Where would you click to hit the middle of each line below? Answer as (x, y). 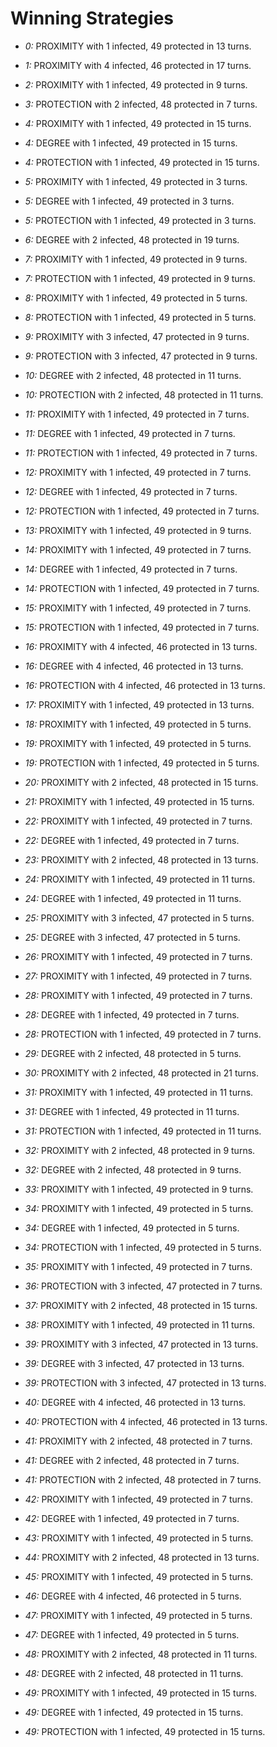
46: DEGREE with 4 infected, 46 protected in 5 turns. (133, 1596)
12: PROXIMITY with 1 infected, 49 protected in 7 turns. (138, 472)
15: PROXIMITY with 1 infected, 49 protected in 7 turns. (138, 608)
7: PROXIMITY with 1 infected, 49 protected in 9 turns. (136, 259)
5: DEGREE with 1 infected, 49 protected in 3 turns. (129, 201)
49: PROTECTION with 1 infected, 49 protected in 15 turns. (145, 1731)
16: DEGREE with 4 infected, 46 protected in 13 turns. (134, 666)
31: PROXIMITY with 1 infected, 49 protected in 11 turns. (139, 1092)
